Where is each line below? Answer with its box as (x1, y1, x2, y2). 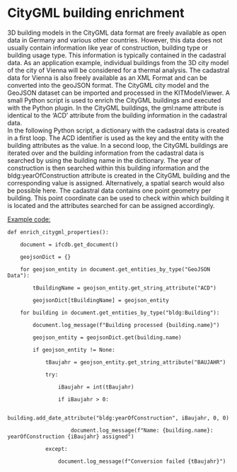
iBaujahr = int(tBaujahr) (57, 384, 134, 391)
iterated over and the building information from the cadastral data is (7, 149, 204, 157)
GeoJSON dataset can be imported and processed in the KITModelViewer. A (7, 88, 230, 97)
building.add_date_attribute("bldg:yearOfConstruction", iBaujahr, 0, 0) (7, 414, 230, 422)
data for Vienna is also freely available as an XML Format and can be (7, 73, 207, 82)
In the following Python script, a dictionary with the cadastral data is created (7, 126, 230, 134)
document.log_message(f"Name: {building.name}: (70, 427, 214, 434)
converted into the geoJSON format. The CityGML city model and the (7, 81, 209, 89)
